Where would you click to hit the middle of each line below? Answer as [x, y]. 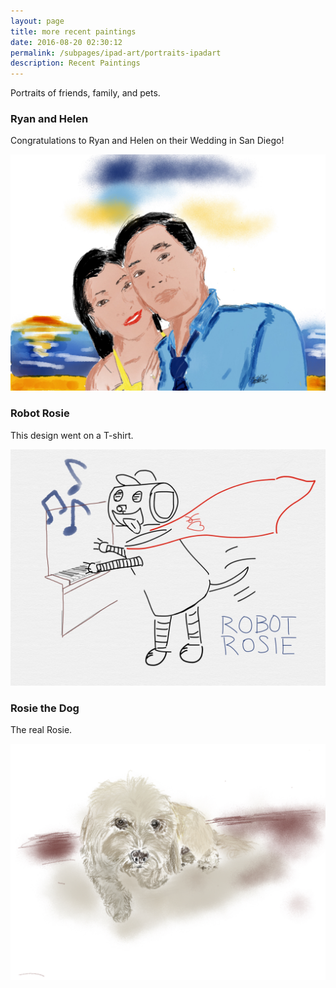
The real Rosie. [41, 730]
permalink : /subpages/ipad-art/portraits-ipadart [116, 53]
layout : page [37, 21]
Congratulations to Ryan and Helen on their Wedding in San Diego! [147, 141]
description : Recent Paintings [75, 63]
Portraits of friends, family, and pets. [85, 93]
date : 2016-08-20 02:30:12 [66, 42]
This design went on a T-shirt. [72, 435]
